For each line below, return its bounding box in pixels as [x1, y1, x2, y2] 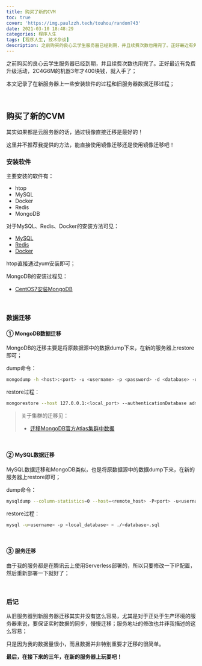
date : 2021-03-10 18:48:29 [6, 25, 74, 32]
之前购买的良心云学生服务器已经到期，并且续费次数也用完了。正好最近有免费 [6, 60, 196, 67]
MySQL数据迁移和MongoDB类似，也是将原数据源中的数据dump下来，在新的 [6, 466, 195, 473]
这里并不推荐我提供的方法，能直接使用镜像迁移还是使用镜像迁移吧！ [6, 141, 175, 148]
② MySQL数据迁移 [6, 451, 55, 459]
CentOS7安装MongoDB [14, 285, 73, 292]
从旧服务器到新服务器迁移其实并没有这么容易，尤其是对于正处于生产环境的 [6, 612, 191, 620]
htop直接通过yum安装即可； [6, 260, 76, 267]
